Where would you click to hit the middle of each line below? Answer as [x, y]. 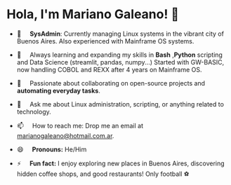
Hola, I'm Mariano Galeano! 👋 [93, 14]
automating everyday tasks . [59, 90]
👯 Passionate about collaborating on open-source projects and [111, 83]
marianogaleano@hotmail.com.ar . [65, 135]
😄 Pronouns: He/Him [52, 149]
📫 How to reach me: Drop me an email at [80, 125]
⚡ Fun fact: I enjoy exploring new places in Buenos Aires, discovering [121, 163]
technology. [34, 111]
